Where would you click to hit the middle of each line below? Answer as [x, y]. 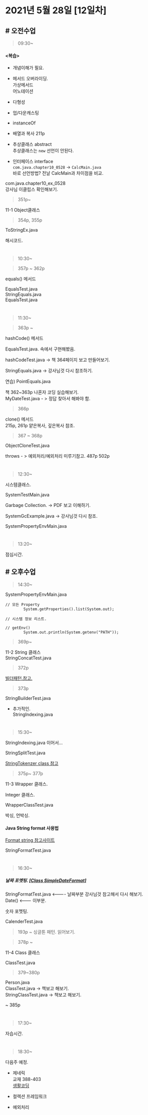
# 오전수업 [21, 31]
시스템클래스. [18, 484]
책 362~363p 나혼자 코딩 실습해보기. [42, 392]
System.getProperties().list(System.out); [69, 609]
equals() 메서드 [21, 279]
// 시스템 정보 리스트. [26, 619]
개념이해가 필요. [28, 68]
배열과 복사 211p [29, 134]
